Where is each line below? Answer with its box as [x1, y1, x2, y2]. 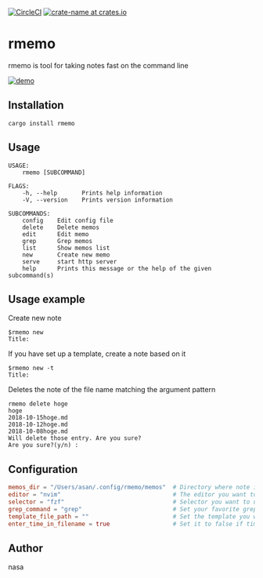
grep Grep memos [22, 237, 92, 245]
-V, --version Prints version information [22, 196, 174, 204]
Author [8, 541, 43, 554]
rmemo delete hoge [8, 400, 68, 408]
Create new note [8, 314, 62, 323]
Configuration [8, 463, 78, 476]
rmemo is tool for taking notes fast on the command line [8, 60, 189, 70]
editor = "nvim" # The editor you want [8, 491, 247, 499]
